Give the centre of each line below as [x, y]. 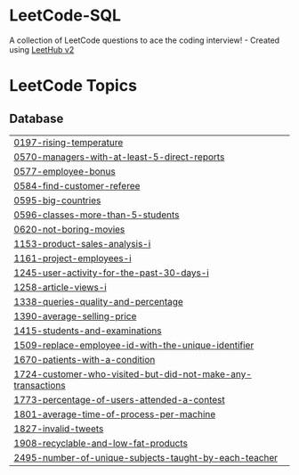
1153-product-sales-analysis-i [82, 243]
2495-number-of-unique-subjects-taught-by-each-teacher [146, 457]
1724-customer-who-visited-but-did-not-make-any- [133, 373]
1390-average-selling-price [75, 315]
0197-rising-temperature [69, 142]
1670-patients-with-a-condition [85, 359]
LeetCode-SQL [65, 16]
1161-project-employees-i [73, 258]
